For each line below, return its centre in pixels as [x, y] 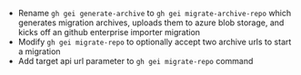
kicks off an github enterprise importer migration [109, 32]
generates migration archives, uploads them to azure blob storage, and [151, 23]
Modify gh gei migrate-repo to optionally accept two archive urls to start [155, 42]
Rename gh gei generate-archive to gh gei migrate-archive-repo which [155, 13]
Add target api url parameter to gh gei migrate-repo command [135, 61]
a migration [39, 52]
